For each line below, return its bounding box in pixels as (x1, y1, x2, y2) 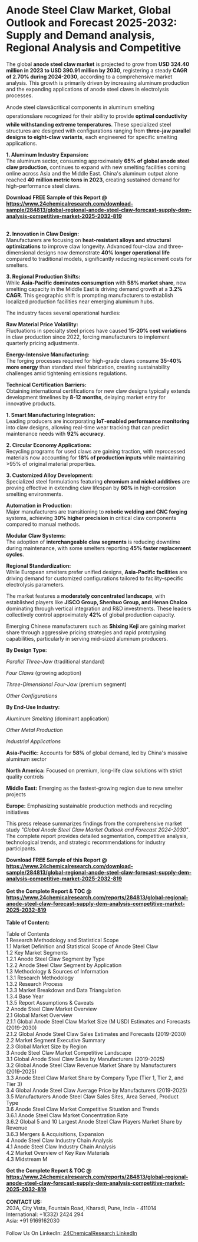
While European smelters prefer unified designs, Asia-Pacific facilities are (6, 568, 187, 575)
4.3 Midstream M (6, 1155, 48, 1162)
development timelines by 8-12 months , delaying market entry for (6, 393, 166, 400)
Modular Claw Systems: (6, 532, 66, 539)
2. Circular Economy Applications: (6, 441, 92, 448)
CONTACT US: (6, 1198, 42, 1205)
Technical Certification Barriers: (6, 381, 87, 388)
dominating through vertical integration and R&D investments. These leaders (6, 605, 192, 612)
